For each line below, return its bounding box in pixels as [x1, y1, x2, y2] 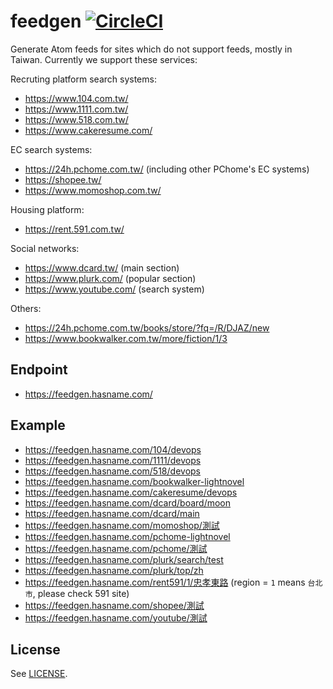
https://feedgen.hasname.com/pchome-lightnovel [24, 530, 231, 542]
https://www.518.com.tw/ [24, 113, 129, 125]
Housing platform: [10, 203, 85, 215]
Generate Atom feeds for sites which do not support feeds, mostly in [10, 43, 293, 55]
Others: [10, 302, 42, 314]
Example [10, 417, 66, 434]
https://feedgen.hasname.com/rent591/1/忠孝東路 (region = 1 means [24, 576, 306, 588]
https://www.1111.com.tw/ [24, 103, 129, 115]
